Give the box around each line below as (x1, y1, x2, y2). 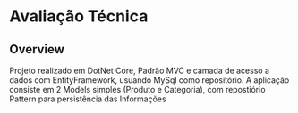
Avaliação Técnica (9, 6, 149, 27)
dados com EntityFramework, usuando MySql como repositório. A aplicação (9, 75, 290, 85)
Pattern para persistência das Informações (9, 93, 167, 104)
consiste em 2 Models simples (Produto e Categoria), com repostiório (9, 85, 266, 94)
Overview (9, 42, 65, 57)
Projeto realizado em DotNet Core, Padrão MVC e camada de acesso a (9, 65, 270, 76)
